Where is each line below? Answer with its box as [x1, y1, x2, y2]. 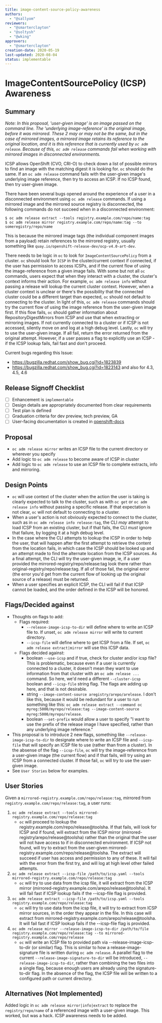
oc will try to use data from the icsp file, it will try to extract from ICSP [19, 905, 157, 911]
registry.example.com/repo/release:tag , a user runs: [5, 800, 111, 806]
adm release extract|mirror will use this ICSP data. [26, 645, 130, 650]
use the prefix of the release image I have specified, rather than [26, 721, 153, 727]
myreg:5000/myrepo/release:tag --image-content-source [26, 706, 139, 712]
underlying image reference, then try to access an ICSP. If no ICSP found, [5, 176, 151, 182]
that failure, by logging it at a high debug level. [12, 530, 105, 536]
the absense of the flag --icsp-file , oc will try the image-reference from [12, 747, 157, 753]
